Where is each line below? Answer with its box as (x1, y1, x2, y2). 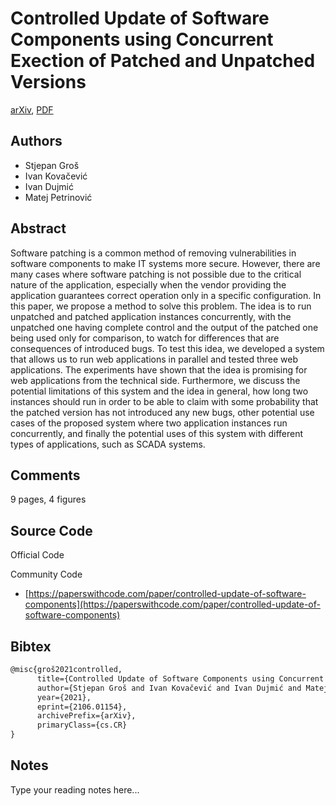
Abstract (10, 220, 67, 237)
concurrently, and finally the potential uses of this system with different (10, 427, 304, 439)
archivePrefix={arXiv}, (36, 711, 137, 721)
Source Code (10, 522, 93, 539)
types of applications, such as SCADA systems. (10, 438, 206, 450)
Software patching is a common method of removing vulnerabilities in (10, 247, 297, 259)
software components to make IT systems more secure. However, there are (10, 257, 321, 269)
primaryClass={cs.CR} (36, 720, 128, 731)
